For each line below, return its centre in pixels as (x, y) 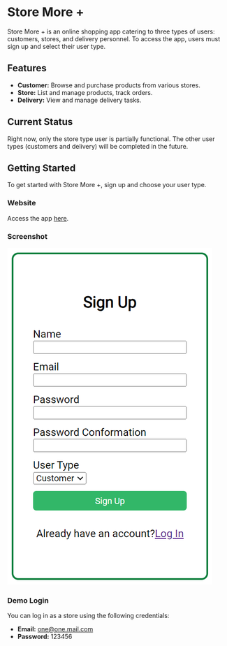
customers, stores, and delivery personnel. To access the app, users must (114, 38)
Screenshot (27, 236)
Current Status (40, 122)
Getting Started (42, 168)
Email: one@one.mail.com (55, 629)
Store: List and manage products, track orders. (85, 92)
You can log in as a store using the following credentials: (88, 616)
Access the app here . (38, 218)
